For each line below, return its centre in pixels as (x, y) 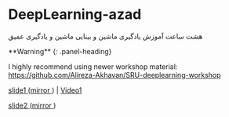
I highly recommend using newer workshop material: (93, 66)
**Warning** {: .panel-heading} (60, 51)
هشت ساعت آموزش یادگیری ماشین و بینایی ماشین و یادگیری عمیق (105, 36)
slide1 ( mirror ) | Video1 (45, 90)
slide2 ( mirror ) (32, 105)
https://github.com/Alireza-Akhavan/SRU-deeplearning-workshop (114, 75)
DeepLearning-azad (75, 15)
